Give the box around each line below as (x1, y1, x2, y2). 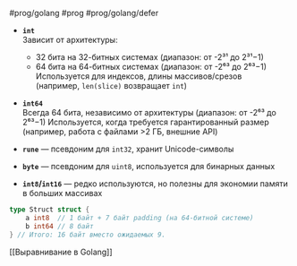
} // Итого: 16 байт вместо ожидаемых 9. (9, 230, 166, 239)
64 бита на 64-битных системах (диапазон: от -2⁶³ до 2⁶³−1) (35, 62, 267, 72)
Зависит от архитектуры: (21, 35, 118, 45)
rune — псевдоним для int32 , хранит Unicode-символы (21, 143, 234, 154)
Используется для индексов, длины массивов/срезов (35, 71, 242, 82)
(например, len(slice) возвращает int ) (35, 81, 188, 90)
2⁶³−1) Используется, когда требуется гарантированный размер (21, 116, 270, 127)
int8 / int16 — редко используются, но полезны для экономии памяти (21, 178, 289, 189)
